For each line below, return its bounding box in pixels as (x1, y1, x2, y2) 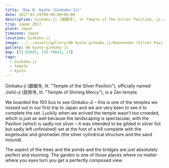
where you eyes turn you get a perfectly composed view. (5, 157, 123, 163)
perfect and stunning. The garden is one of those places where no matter (5, 152, 157, 158)
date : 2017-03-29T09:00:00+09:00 (5, 12, 75, 17)
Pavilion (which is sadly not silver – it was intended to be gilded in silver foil (5, 121, 161, 127)
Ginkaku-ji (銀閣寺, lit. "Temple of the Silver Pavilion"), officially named (5, 83, 151, 89)
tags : (5, 54, 17, 60)
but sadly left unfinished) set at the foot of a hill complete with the (5, 126, 142, 132)
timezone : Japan (5, 31, 39, 36)
